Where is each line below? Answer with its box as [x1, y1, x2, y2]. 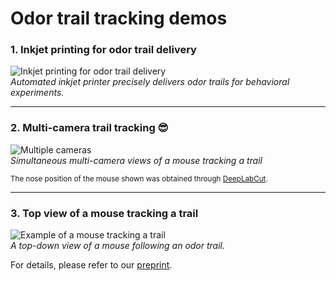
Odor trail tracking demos [10, 7, 228, 30]
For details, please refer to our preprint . [10, 259, 173, 271]
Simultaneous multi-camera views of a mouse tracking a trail [10, 154, 263, 166]
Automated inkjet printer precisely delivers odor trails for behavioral [10, 76, 290, 88]
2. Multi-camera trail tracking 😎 [10, 121, 169, 135]
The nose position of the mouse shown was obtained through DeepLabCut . [10, 173, 268, 184]
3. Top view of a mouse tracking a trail [10, 206, 199, 220]
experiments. [10, 87, 65, 99]
